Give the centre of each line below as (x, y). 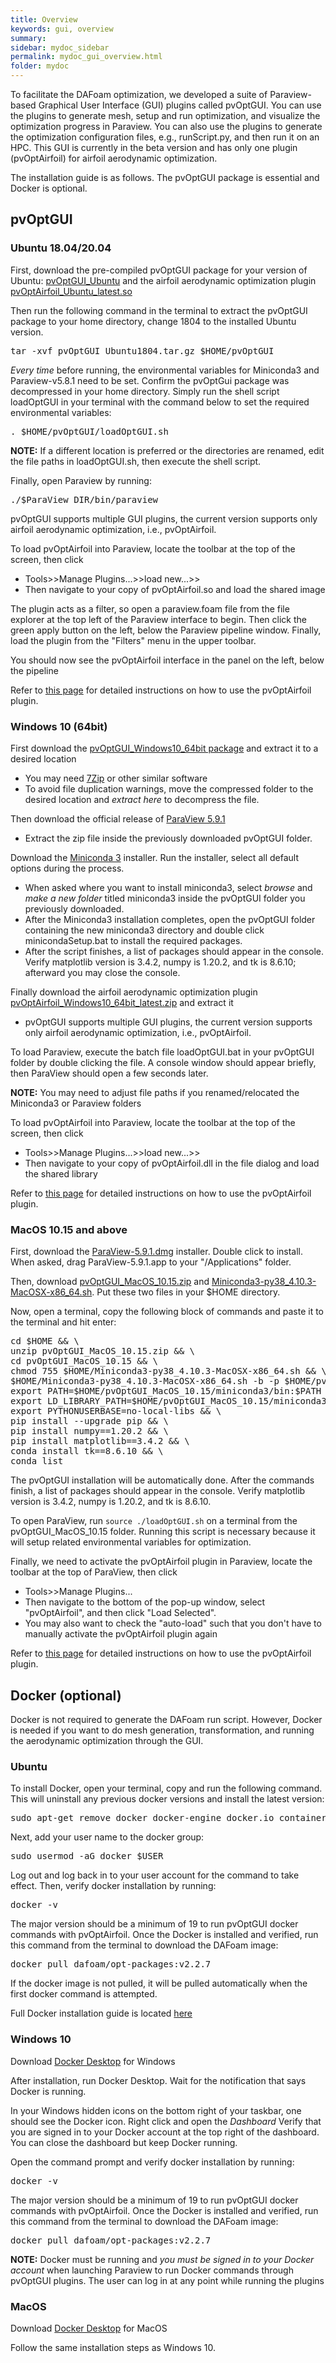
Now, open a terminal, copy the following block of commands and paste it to (167, 1312)
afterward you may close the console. (102, 972)
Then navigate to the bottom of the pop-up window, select (145, 1602)
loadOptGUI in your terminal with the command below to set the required (160, 402)
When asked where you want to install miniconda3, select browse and (168, 887)
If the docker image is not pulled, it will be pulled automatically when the (159, 1983)
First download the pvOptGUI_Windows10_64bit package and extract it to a (164, 748)
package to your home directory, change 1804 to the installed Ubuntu (153, 321)
